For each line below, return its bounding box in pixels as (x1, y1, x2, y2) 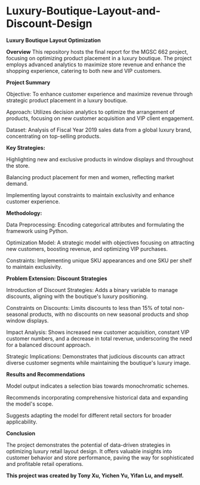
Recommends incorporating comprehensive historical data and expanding (6, 394, 188, 401)
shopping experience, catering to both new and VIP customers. (6, 67, 162, 74)
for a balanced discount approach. (6, 341, 91, 348)
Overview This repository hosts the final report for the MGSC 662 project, (6, 48, 189, 55)
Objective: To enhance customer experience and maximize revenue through (6, 90, 193, 97)
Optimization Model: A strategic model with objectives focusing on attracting (6, 239, 195, 246)
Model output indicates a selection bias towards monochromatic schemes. (6, 382, 189, 389)
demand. (6, 180, 28, 187)
